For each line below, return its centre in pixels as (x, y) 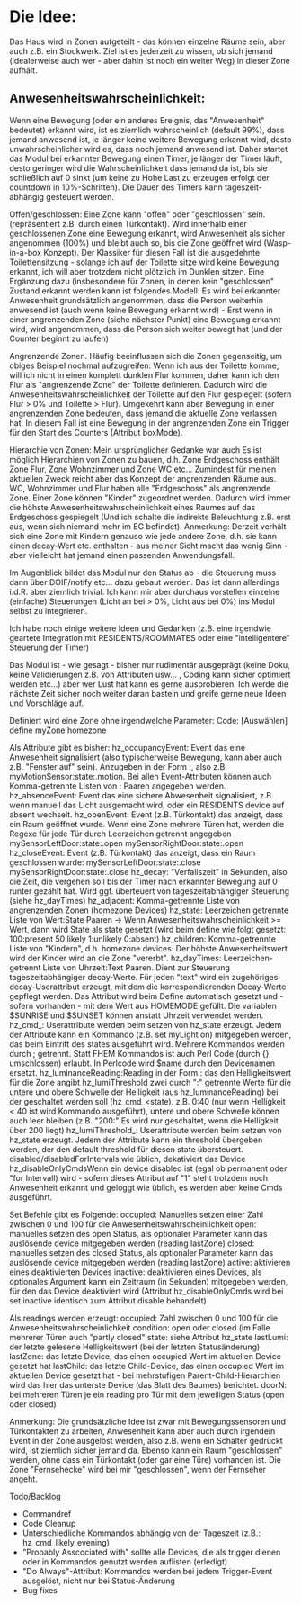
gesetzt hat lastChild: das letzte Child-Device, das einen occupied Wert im (147, 1366)
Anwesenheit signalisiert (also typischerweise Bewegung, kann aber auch (146, 757)
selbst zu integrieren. (49, 610)
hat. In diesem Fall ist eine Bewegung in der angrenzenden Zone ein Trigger (149, 423)
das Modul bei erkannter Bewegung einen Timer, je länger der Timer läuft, (146, 158)
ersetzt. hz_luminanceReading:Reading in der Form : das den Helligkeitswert (150, 1072)
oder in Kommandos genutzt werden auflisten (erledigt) (125, 1561)
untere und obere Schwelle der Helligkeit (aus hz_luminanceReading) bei (144, 1092)
